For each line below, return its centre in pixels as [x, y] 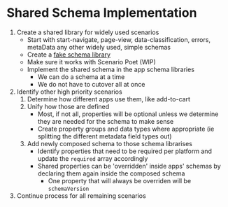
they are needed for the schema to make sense [106, 121]
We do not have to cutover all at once [91, 84]
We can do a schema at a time [81, 77]
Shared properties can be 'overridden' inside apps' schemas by [129, 166]
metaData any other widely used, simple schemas [99, 47]
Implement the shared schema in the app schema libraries [111, 69]
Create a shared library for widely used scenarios [88, 32]
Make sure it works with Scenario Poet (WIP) [92, 62]
